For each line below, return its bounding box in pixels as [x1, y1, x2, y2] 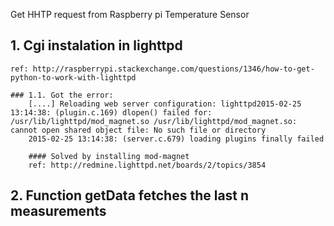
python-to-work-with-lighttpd [10, 72, 137, 83]
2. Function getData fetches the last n [10, 187, 250, 204]
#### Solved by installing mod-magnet [28, 151, 190, 161]
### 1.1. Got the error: [10, 90, 114, 100]
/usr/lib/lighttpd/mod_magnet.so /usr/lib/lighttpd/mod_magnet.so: [10, 116, 298, 126]
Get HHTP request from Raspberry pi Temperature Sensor [10, 9, 250, 20]
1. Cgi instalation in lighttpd [10, 37, 183, 54]
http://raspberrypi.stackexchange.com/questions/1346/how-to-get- [32, 64, 315, 74]
